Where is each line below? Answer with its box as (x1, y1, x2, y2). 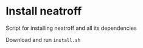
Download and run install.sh (5, 36, 81, 43)
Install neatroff (5, 4, 82, 18)
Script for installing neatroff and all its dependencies (5, 24, 138, 32)
